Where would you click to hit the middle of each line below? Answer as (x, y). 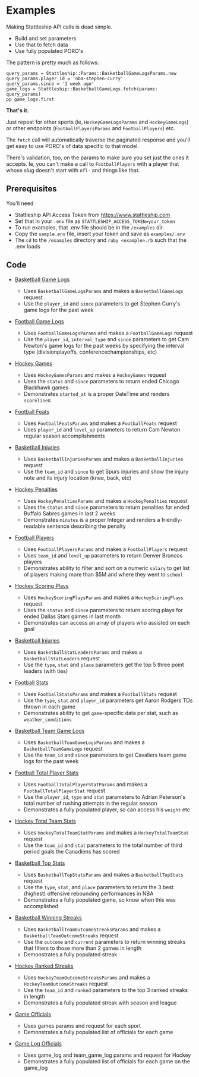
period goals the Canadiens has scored (72, 851)
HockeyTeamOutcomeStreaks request (66, 984)
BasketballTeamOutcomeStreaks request (71, 935)
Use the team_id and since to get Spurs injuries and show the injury (106, 471)
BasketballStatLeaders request (62, 658)
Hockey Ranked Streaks (44, 966)
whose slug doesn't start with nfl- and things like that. (73, 170)
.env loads (27, 246)
